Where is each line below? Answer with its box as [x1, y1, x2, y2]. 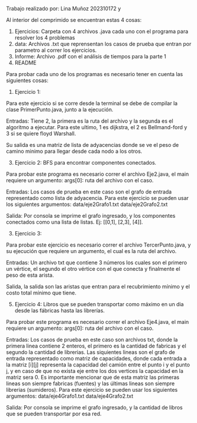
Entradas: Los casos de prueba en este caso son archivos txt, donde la [6, 336, 178, 343]
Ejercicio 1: [14, 88, 41, 95]
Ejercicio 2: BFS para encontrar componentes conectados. [14, 159, 157, 166]
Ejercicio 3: [14, 230, 42, 237]
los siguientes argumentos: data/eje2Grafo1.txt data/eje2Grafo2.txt [6, 201, 168, 208]
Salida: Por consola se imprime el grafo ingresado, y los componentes [6, 212, 176, 219]
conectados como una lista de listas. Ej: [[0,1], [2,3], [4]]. [6, 218, 143, 225]
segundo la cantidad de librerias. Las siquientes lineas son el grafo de [6, 349, 175, 356]
